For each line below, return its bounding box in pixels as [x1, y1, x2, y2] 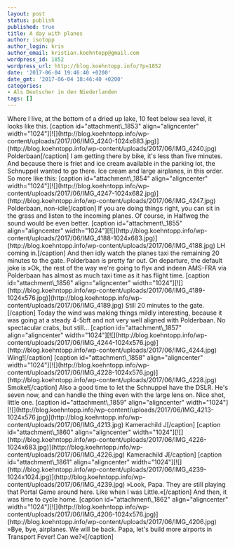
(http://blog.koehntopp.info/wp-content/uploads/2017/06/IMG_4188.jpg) [7, 242, 216, 249]
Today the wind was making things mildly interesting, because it [37, 308, 222, 317]
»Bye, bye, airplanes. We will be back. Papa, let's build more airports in [7, 525, 213, 533]
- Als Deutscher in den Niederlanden [7, 89, 118, 96]
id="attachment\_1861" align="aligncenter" [7, 458, 130, 466]
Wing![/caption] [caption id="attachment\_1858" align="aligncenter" [7, 353, 203, 362]
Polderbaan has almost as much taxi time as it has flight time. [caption [7, 271, 210, 280]
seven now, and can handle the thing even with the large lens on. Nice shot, [7, 391, 226, 399]
